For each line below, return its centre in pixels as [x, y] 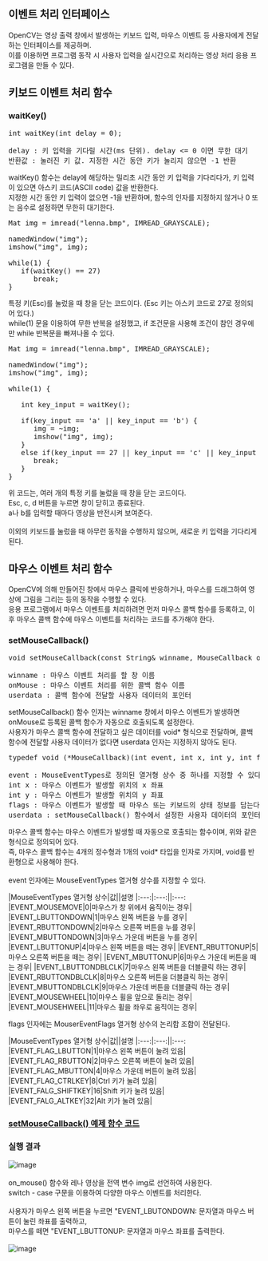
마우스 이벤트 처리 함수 [61, 568]
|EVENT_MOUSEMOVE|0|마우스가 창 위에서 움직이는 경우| [100, 907]
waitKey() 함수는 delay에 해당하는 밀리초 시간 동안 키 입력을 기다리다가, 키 [124, 177]
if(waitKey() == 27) [61, 271]
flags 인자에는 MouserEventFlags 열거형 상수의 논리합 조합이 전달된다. [119, 1024]
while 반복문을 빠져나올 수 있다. [65, 333]
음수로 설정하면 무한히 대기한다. [65, 207]
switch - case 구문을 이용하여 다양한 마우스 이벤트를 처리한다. [105, 1192]
